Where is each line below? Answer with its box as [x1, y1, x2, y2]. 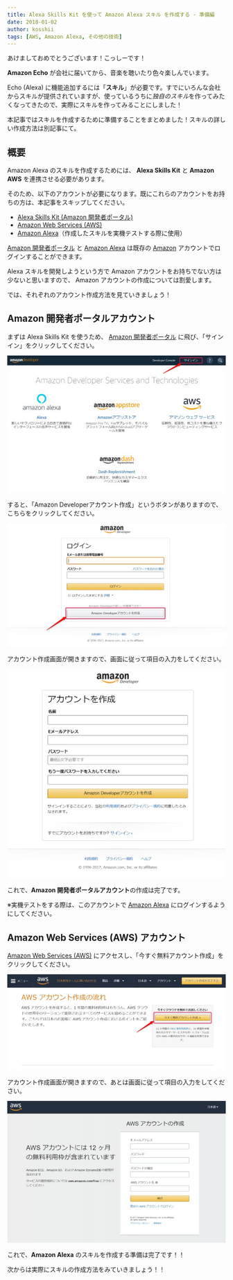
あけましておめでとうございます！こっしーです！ [7, 54, 146, 62]
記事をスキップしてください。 [43, 198, 129, 207]
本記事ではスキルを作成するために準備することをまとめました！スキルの [7, 115, 214, 124]
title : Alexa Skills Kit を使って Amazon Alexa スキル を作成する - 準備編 [7, 11, 215, 18]
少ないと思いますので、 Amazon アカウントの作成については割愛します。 [7, 276, 216, 284]
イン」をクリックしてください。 [7, 341, 98, 350]
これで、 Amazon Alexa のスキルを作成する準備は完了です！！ [7, 1251, 185, 1259]
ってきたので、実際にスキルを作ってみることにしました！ [19, 101, 182, 109]
